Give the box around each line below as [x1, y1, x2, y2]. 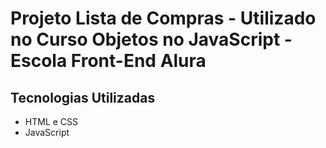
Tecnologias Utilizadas [10, 89, 156, 106]
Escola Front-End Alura [10, 50, 207, 72]
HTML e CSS [24, 116, 79, 127]
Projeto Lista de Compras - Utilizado [10, 7, 317, 30]
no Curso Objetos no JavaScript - [10, 28, 293, 51]
